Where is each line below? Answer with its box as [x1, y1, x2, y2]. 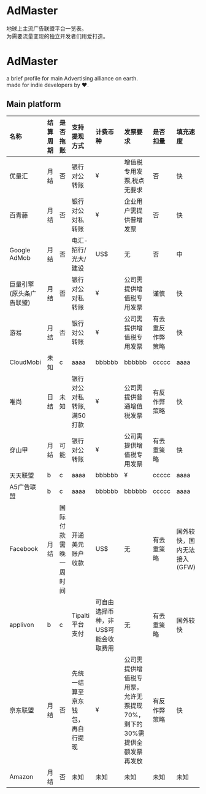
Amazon [9, 772, 34, 780]
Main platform [6, 99, 61, 109]
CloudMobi [9, 357, 42, 366]
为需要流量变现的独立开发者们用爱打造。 [6, 32, 109, 40]
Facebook [9, 544, 39, 553]
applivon [9, 620, 35, 629]
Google [9, 246, 31, 254]
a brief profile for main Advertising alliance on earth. [6, 74, 139, 82]
